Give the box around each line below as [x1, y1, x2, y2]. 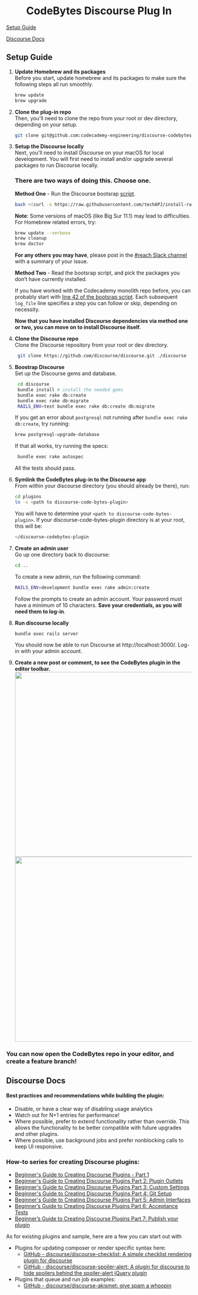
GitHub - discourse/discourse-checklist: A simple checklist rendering [23, 1251, 192, 1258]
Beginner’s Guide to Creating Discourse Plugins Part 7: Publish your [14, 1215, 179, 1222]
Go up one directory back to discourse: [14, 551, 110, 558]
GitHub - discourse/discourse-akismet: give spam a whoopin [23, 1282, 172, 1289]
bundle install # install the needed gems [17, 386, 124, 393]
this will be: [14, 522, 42, 529]
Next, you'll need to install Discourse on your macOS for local [14, 149, 164, 156]
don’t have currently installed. [14, 276, 87, 283]
